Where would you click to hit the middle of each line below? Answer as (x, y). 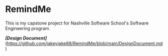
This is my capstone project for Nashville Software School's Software (77, 23)
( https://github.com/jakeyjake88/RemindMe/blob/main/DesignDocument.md (84, 43)
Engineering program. (28, 28)
